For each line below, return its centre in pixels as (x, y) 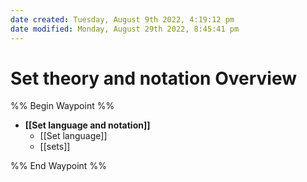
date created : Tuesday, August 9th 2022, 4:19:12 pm (122, 19)
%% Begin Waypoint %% (62, 106)
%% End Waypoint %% (58, 166)
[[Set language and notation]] (87, 125)
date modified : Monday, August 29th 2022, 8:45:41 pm (125, 29)
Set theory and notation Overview (153, 78)
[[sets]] (55, 147)
